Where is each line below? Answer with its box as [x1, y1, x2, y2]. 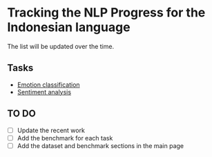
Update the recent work [17, 126, 85, 134]
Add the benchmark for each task [17, 134, 113, 142]
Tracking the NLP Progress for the [7, 5, 206, 21]
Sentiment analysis [17, 87, 71, 96]
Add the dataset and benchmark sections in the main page [17, 141, 184, 149]
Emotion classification [17, 81, 81, 89]
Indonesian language [7, 19, 131, 35]
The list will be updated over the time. [7, 42, 115, 50]
